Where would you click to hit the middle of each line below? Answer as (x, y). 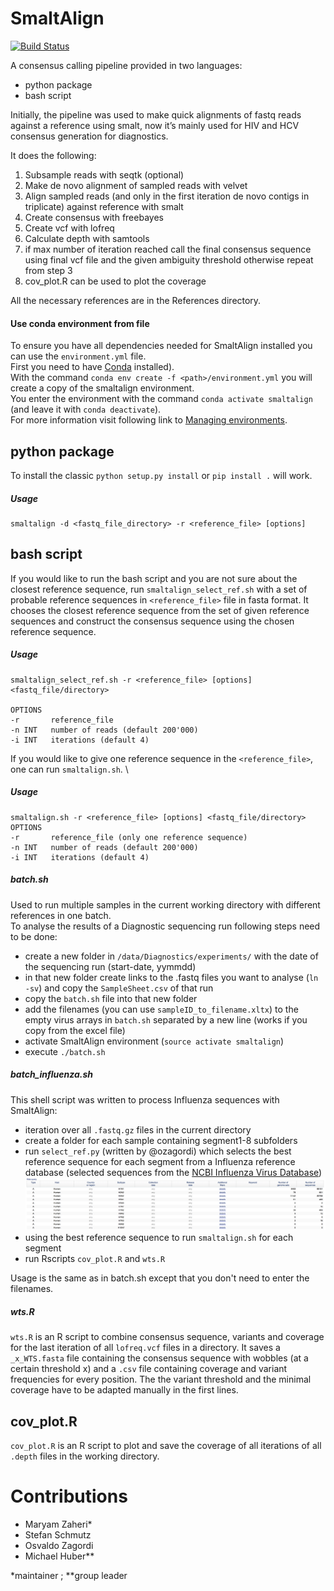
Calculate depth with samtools (87, 238)
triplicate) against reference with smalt (104, 206)
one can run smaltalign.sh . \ (69, 769)
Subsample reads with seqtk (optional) (104, 174)
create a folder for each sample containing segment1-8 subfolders (161, 1140)
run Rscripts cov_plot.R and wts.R (95, 1259)
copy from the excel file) (75, 1030)
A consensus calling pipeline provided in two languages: (126, 65)
